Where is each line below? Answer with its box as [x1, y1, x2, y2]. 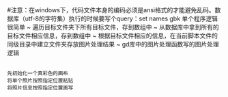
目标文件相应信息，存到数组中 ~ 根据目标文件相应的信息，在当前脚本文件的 [7, 31, 218, 40]
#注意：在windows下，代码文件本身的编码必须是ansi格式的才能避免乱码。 [7, 6, 215, 14]
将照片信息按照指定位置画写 [7, 85, 74, 92]
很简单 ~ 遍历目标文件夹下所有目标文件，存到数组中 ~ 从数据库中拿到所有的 [7, 23, 220, 31]
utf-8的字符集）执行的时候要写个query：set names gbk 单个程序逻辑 [25, 14, 218, 23]
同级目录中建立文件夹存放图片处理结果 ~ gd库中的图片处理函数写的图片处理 [7, 40, 220, 48]
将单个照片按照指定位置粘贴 [7, 77, 74, 84]
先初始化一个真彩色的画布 [7, 70, 68, 77]
